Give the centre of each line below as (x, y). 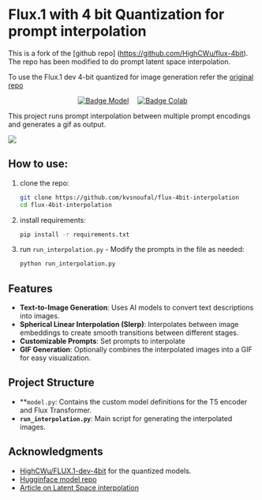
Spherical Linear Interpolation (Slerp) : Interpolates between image (129, 325)
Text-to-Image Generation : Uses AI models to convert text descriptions (137, 308)
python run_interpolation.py (67, 264)
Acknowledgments (56, 452)
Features (30, 289)
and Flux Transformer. (56, 410)
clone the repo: (44, 182)
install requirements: (53, 220)
